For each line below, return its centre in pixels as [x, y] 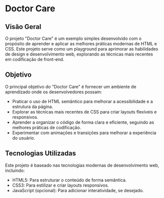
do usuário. [23, 138]
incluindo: [15, 170]
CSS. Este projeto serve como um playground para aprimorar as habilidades [82, 49]
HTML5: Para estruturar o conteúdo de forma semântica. [69, 180]
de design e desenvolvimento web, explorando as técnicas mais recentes [79, 54]
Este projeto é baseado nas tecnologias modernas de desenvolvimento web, [82, 165]
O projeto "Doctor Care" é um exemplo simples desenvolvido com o [73, 38]
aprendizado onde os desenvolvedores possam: [54, 92]
